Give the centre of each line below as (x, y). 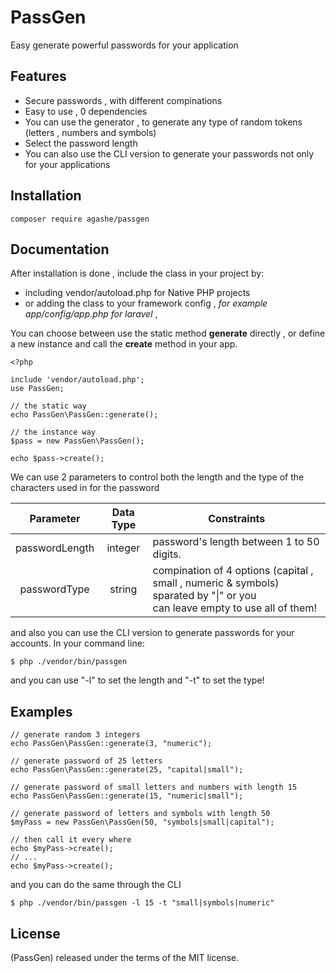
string (123, 589)
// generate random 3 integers (75, 735)
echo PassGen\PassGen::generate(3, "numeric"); (111, 744)
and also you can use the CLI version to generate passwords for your (152, 633)
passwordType (54, 589)
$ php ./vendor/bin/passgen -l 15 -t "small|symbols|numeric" (142, 903)
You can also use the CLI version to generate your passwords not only (169, 153)
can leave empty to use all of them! (234, 608)
